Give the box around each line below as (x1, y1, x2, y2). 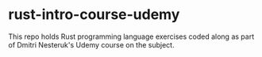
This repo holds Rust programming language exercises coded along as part (8, 32, 255, 41)
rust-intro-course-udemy (8, 6, 180, 24)
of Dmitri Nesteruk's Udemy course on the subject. (8, 40, 175, 49)
